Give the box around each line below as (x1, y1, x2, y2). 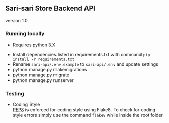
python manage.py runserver (12, 77, 74, 84)
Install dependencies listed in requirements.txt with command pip (12, 52, 150, 58)
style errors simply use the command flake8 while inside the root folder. (12, 112, 164, 118)
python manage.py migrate (12, 72, 70, 78)
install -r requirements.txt (12, 57, 75, 62)
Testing (5, 90, 24, 97)
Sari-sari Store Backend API (5, 4, 96, 13)
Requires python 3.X (12, 42, 56, 48)
